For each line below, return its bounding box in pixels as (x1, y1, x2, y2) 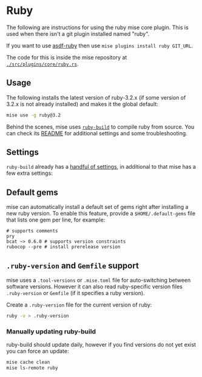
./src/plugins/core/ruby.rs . (6, 60, 79, 67)
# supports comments (6, 228, 59, 234)
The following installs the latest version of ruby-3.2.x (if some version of (6, 93, 186, 101)
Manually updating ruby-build (6, 327, 96, 336)
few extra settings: (6, 169, 53, 177)
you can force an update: (6, 347, 69, 355)
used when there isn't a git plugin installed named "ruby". (6, 30, 150, 37)
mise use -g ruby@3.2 (6, 112, 61, 118)
